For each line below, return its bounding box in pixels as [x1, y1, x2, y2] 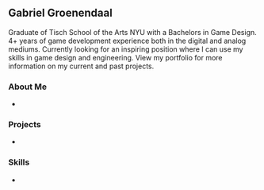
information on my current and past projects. [8, 61, 155, 71]
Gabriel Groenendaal [8, 6, 113, 20]
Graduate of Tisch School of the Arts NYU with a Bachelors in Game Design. [8, 27, 258, 37]
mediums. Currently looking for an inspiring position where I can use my [8, 44, 243, 54]
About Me [8, 81, 48, 92]
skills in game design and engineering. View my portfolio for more [8, 52, 223, 62]
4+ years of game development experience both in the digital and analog [8, 36, 247, 45]
